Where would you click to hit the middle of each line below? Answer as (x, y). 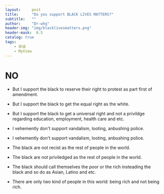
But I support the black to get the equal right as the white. (71, 104)
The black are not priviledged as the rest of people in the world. (77, 157)
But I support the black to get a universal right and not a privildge (78, 114)
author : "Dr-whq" (27, 24)
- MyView (23, 51)
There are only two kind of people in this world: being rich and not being (86, 182)
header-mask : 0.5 (24, 33)
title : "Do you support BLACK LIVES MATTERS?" (59, 14)
